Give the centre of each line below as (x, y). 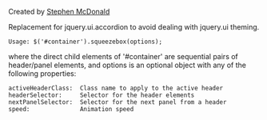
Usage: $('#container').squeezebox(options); (85, 42)
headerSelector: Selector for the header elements (102, 95)
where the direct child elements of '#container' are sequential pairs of (123, 56)
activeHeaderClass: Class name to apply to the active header (116, 88)
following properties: (42, 74)
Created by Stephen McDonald (59, 12)
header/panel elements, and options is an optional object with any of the (127, 65)
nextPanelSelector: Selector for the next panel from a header (118, 102)
